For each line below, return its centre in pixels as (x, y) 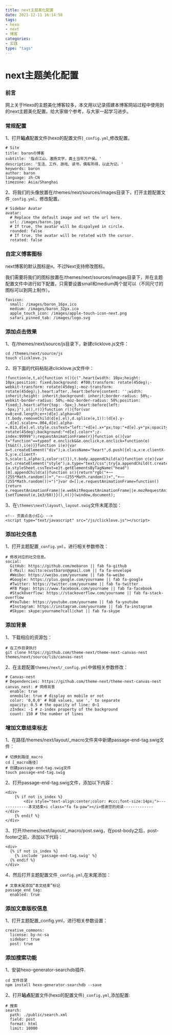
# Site (12, 148)
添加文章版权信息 (26, 908)
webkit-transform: (25, 387)
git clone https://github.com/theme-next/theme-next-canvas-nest (76, 652)
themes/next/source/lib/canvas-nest (44, 657)
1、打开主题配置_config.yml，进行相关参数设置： (57, 921)
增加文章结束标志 (26, 727)
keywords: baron (23, 169)
